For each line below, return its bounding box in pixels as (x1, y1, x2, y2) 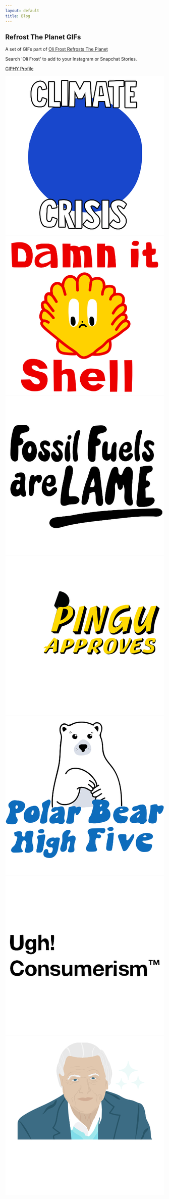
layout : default (5, 8, 39, 13)
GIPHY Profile (5, 66, 34, 72)
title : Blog (5, 13, 30, 19)
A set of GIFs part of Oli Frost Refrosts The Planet (5, 46, 108, 53)
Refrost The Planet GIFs (5, 33, 81, 41)
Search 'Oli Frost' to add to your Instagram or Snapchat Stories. (5, 56, 137, 62)
